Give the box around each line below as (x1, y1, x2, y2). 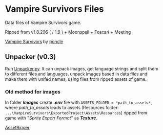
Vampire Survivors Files (5, 3, 104, 15)
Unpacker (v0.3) (5, 53, 56, 61)
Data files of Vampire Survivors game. (5, 20, 81, 25)
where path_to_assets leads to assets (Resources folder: (5, 105, 119, 111)
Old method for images (5, 88, 61, 95)
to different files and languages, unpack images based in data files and (5, 71, 148, 77)
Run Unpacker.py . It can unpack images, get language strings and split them (5, 66, 159, 71)
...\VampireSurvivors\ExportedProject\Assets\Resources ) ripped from (5, 110, 147, 116)
